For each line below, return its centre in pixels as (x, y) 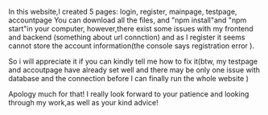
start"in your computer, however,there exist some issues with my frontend (131, 29)
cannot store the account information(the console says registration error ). (132, 46)
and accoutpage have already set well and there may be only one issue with (134, 70)
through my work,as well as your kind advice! (83, 103)
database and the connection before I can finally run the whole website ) (129, 78)
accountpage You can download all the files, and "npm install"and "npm (128, 20)
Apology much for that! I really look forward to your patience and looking (129, 94)
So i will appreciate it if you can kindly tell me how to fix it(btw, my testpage (133, 61)
